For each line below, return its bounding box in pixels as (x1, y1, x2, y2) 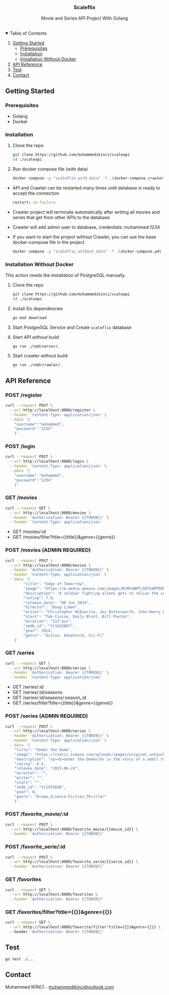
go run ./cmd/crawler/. (12, 363, 63, 368)
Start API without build (12, 334, 59, 340)
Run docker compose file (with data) (12, 166, 88, 172)
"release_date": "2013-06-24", (14, 766, 80, 771)
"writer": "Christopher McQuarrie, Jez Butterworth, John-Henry (23, 609, 161, 614)
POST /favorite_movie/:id (5, 810, 69, 818)
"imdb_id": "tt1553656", (14, 784, 66, 790)
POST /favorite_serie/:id (5, 843, 65, 850)
